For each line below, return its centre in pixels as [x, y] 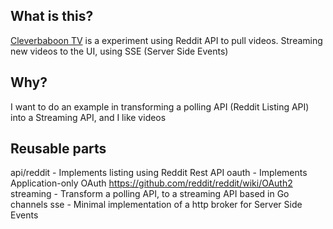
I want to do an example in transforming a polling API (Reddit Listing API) [160, 106]
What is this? [52, 16]
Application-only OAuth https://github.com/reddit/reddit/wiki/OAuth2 [151, 183]
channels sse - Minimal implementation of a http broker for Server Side [156, 205]
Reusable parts [58, 149]
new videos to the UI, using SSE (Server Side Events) [119, 51]
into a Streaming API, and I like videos [88, 117]
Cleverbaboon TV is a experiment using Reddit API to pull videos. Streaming [166, 40]
